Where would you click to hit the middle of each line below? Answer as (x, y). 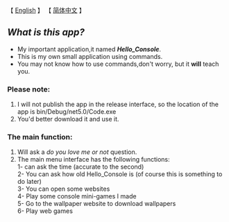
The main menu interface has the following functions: (93, 160)
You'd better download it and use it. (68, 119)
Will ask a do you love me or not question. (77, 152)
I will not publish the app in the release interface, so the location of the (118, 104)
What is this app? (46, 32)
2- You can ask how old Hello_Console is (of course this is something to (120, 174)
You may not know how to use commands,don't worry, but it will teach (118, 64)
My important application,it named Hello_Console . (89, 49)
